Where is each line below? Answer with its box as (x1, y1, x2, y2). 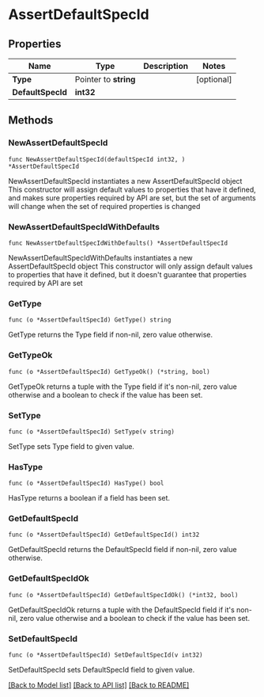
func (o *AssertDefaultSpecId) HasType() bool (8, 479, 164, 488)
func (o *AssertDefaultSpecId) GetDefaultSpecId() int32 (8, 531, 200, 539)
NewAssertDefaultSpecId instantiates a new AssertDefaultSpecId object (8, 176, 243, 185)
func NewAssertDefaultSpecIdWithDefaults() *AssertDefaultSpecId (8, 239, 228, 247)
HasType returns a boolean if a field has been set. (8, 493, 171, 503)
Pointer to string (74, 74, 136, 85)
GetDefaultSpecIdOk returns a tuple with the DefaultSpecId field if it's (8, 604, 235, 615)
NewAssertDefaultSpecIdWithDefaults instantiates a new (8, 253, 194, 262)
